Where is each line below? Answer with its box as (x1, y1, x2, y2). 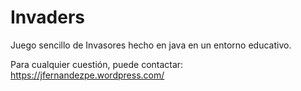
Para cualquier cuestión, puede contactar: (10, 58, 184, 70)
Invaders (10, 6, 85, 29)
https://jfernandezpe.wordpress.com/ (10, 69, 165, 81)
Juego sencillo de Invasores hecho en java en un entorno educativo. (10, 39, 292, 51)
